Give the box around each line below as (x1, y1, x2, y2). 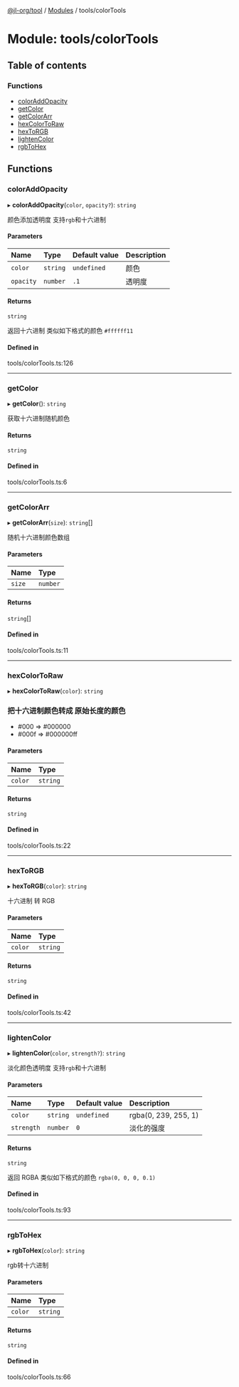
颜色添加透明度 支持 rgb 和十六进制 (7, 215, 107, 224)
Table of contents (7, 59, 87, 71)
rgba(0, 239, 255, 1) (129, 1110, 199, 1120)
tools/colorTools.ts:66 (7, 1372, 71, 1381)
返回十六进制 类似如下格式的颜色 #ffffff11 (7, 326, 134, 334)
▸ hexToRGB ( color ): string (7, 882, 87, 890)
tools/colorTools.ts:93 (7, 1205, 71, 1214)
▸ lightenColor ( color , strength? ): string (7, 1049, 126, 1058)
